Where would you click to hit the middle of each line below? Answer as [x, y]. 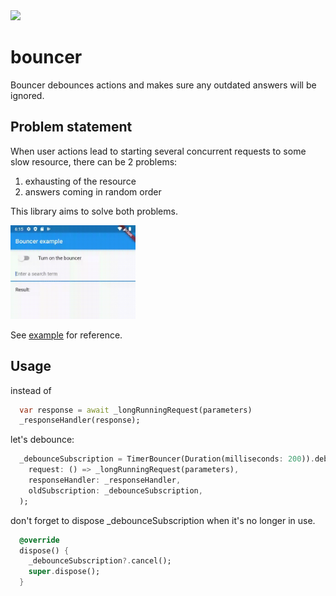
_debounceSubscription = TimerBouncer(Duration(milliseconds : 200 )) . [167, 459]
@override [39, 540]
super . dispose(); [64, 572]
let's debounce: [42, 440]
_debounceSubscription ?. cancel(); [100, 561]
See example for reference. [66, 335]
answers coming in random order [93, 191]
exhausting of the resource [80, 181]
